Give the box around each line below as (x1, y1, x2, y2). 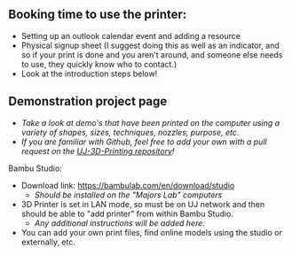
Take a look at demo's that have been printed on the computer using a (20, 117, 280, 128)
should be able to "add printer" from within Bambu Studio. (20, 208, 234, 219)
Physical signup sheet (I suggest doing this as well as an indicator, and (20, 40, 280, 50)
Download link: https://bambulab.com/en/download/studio (20, 180, 235, 190)
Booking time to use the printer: (8, 7, 187, 22)
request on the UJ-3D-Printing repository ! (20, 145, 175, 156)
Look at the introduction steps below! (20, 68, 158, 79)
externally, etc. (20, 237, 76, 247)
